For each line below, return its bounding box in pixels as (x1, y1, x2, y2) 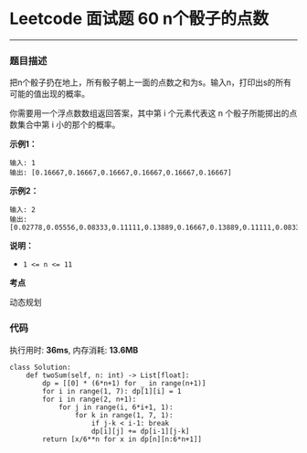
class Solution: (9, 363, 71, 372)
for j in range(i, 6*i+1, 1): (58, 403, 174, 412)
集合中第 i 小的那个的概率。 (16, 120, 121, 131)
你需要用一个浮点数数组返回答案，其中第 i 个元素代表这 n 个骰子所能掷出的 (9, 108, 290, 119)
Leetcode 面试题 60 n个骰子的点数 (9, 8, 270, 29)
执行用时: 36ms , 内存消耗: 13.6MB (9, 344, 139, 355)
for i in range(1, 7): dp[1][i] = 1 (42, 386, 182, 395)
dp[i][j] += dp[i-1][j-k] (90, 427, 190, 436)
